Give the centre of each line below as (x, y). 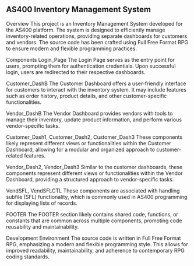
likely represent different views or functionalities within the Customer (89, 143)
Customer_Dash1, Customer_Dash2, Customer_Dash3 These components (94, 137)
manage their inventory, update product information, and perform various (94, 120)
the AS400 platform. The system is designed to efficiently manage (86, 30)
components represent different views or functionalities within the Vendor (94, 173)
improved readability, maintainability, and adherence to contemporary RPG (95, 250)
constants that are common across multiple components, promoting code (94, 220)
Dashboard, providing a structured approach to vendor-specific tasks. (90, 179)
